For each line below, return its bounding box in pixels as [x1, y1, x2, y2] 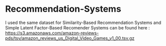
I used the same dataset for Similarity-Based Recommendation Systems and [5, 20, 162, 25]
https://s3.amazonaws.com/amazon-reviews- [5, 30, 99, 36]
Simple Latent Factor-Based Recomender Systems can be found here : [5, 24, 150, 30]
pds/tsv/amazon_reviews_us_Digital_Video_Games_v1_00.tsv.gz [5, 35, 135, 41]
